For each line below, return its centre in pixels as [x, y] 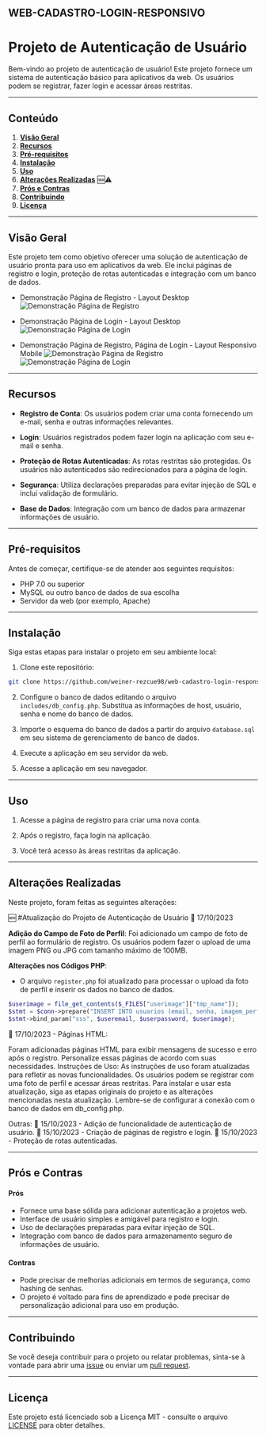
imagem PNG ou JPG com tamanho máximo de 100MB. [98, 950]
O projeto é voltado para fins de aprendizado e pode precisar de [124, 1297]
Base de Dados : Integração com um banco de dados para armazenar [133, 508]
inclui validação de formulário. [69, 493]
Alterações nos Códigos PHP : [57, 965]
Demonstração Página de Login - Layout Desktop [100, 321]
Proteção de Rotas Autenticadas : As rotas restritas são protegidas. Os [135, 461]
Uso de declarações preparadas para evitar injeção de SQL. [117, 1228]
